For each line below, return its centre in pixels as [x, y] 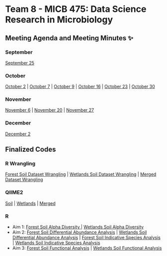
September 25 [20, 63]
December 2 [18, 134]
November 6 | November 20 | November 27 [50, 110]
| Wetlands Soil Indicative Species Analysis [56, 243]
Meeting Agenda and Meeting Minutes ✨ [69, 38]
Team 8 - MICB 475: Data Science [76, 9]
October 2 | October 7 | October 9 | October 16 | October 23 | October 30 [80, 87]
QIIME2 [14, 192]
